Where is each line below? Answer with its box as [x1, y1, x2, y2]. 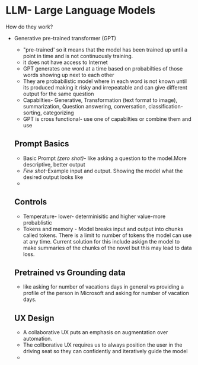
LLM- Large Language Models [5, 4, 156, 17]
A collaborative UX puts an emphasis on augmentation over [23, 329, 168, 336]
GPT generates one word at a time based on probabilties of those [23, 65, 183, 72]
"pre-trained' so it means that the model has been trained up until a [23, 46, 188, 53]
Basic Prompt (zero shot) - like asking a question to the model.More [23, 155, 187, 162]
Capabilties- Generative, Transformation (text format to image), [23, 96, 178, 104]
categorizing [43, 109, 75, 116]
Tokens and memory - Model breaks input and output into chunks [23, 225, 183, 232]
